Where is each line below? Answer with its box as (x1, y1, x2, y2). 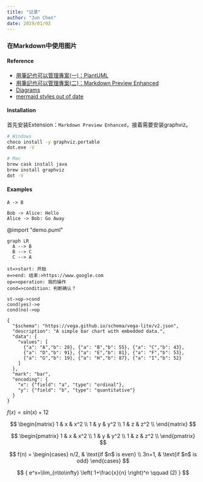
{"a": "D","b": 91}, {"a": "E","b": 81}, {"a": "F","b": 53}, (23, 350, 185, 356)
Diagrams (15, 86, 40, 94)
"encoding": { (12, 377, 48, 383)
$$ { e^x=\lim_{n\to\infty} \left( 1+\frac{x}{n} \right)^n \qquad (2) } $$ (16, 469, 190, 476)
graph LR (7, 238, 29, 245)
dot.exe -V (7, 144, 35, 150)
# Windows (7, 133, 32, 139)
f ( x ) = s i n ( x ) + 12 (7, 409, 49, 416)
